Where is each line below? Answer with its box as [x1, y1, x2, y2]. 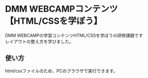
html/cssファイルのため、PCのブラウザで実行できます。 [5, 68, 118, 74]
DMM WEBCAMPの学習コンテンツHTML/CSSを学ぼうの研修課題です [5, 32, 143, 38]
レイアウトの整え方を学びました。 [5, 38, 74, 44]
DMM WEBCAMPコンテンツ [5, 3, 118, 15]
